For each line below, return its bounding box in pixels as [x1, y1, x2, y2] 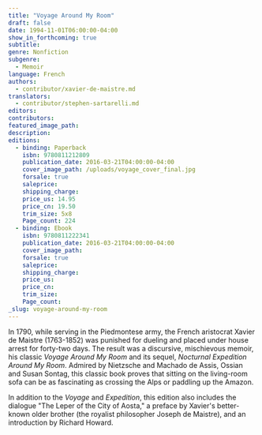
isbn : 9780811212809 [22, 151, 90, 159]
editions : [8, 136, 41, 144]
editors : [8, 107, 37, 115]
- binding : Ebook [15, 224, 73, 233]
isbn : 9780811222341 [22, 232, 90, 240]
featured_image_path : [8, 122, 80, 129]
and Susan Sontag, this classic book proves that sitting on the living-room [8, 369, 249, 378]
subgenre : [8, 56, 41, 64]
